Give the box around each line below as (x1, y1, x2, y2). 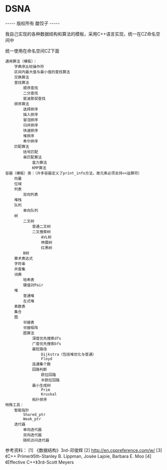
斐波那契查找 (23, 96, 46, 101)
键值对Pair (23, 282, 43, 287)
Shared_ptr (23, 412, 46, 417)
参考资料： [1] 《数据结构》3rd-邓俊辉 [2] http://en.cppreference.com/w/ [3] (5, 447, 162, 453)
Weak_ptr (23, 416, 41, 421)
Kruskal (40, 392, 57, 397)
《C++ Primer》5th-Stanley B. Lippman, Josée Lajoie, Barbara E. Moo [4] (5, 453, 151, 459)
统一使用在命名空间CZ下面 (5, 48, 60, 54)
